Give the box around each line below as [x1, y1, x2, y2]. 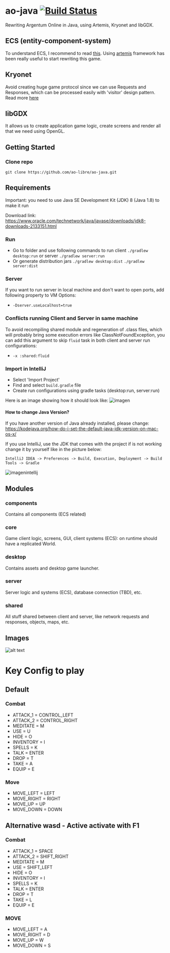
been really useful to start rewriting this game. [5, 55, 101, 62]
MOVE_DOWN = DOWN [12, 807, 62, 813]
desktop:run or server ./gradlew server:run [12, 253, 105, 259]
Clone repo [5, 158, 33, 165]
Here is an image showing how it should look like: [5, 397, 109, 404]
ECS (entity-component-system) [5, 37, 112, 45]
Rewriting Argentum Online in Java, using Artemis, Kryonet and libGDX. [5, 22, 154, 28]
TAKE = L [12, 897, 32, 903]
